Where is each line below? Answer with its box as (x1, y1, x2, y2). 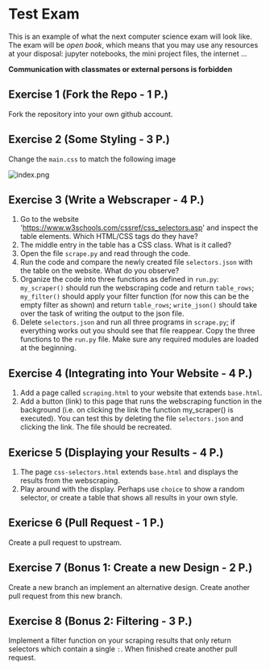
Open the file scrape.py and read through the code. (19, 249, 191, 258)
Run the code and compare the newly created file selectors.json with (19, 258, 253, 267)
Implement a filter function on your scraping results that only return (8, 635, 232, 646)
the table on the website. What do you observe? (19, 266, 180, 275)
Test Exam (8, 5, 80, 23)
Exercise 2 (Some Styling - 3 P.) (8, 132, 171, 146)
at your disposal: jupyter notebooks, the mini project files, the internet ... (8, 48, 247, 58)
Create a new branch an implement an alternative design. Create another (8, 582, 251, 592)
